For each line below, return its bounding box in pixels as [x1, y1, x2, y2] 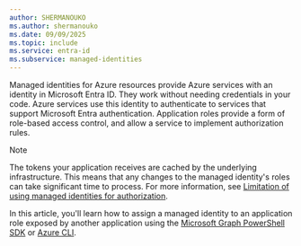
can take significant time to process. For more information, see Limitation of [9, 181, 290, 191]
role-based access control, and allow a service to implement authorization [9, 118, 285, 128]
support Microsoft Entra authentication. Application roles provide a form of [9, 109, 286, 119]
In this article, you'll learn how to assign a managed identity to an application [9, 208, 293, 218]
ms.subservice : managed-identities [9, 55, 143, 64]
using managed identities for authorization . [9, 190, 169, 201]
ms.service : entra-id [9, 47, 91, 56]
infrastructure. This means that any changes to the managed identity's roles [9, 171, 290, 182]
